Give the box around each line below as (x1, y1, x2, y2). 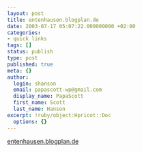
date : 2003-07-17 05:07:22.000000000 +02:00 (7, 23, 136, 29)
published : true (7, 61, 53, 68)
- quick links (7, 36, 48, 42)
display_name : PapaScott (13, 93, 84, 100)
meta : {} (7, 67, 32, 74)
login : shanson (13, 80, 57, 87)
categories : (7, 29, 41, 36)
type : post (7, 55, 38, 62)
